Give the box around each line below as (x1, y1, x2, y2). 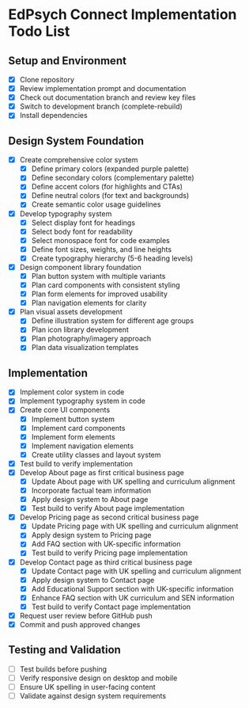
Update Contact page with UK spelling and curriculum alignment (31, 566, 242, 576)
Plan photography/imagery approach (31, 334, 152, 344)
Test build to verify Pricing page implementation (31, 548, 188, 558)
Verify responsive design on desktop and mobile (19, 673, 178, 683)
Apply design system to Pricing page (31, 531, 152, 540)
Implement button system (31, 414, 115, 424)
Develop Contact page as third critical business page (19, 557, 193, 567)
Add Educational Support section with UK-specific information (31, 584, 234, 593)
